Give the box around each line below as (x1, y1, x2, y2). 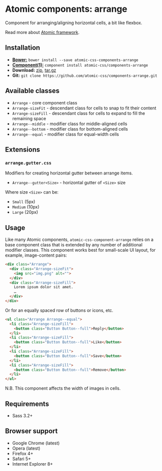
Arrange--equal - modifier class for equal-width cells (12, 131, 119, 137)
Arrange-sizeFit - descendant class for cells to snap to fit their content (12, 105, 157, 111)
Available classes (5, 87, 60, 95)
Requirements (5, 400, 49, 408)
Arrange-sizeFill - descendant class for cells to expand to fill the (12, 110, 145, 116)
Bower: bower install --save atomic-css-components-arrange (12, 57, 138, 63)
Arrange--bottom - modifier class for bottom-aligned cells (12, 126, 128, 132)
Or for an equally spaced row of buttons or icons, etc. (5, 307, 114, 313)
